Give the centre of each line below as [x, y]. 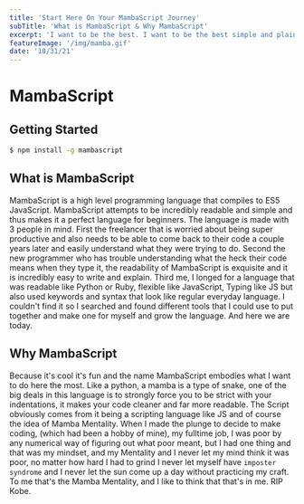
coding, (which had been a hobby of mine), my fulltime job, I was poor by [146, 433]
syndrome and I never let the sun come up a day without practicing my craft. [149, 471]
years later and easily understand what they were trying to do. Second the [147, 248]
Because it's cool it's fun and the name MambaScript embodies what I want [150, 376]
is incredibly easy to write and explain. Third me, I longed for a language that [152, 277]
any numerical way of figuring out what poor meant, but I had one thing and [150, 442]
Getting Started [54, 129]
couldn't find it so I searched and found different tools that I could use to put [152, 306]
